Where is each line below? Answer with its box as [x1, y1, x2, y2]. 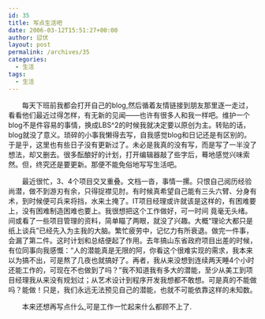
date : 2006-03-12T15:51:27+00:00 [8, 26, 118, 34]
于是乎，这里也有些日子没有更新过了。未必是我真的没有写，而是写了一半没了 [8, 140, 257, 149]
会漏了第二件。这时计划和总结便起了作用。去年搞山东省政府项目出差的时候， [8, 235, 257, 245]
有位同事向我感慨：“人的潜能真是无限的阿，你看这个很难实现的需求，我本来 [8, 246, 254, 255]
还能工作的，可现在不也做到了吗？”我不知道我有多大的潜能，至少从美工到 [8, 265, 247, 275]
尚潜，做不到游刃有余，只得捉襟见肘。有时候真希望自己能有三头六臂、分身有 [8, 186, 257, 196]
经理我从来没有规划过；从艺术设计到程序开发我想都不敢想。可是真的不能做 [14, 275, 257, 284]
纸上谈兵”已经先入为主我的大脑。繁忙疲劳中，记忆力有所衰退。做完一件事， [8, 226, 254, 235]
